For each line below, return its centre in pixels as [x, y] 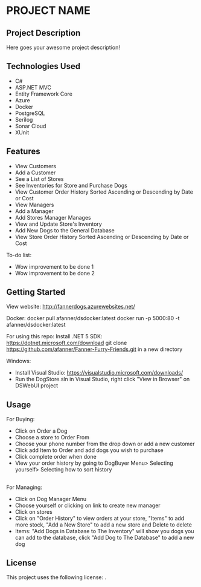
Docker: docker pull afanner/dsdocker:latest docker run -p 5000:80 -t [93, 318]
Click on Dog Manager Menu [51, 499]
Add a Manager [34, 211]
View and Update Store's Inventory [59, 224]
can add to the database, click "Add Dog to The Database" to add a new [104, 537]
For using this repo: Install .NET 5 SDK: [54, 336]
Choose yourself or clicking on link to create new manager [88, 505]
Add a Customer [35, 172]
